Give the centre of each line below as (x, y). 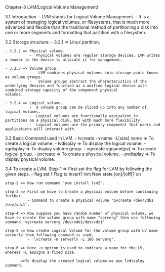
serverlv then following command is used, (49, 235)
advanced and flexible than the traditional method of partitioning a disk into (82, 27)
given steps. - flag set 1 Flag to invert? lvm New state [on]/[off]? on (73, 174)
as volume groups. (24, 77)
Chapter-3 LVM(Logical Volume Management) (52, 7)
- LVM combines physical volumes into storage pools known (94, 73)
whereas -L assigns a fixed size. (41, 252)
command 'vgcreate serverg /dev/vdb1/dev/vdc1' (55, 222)
